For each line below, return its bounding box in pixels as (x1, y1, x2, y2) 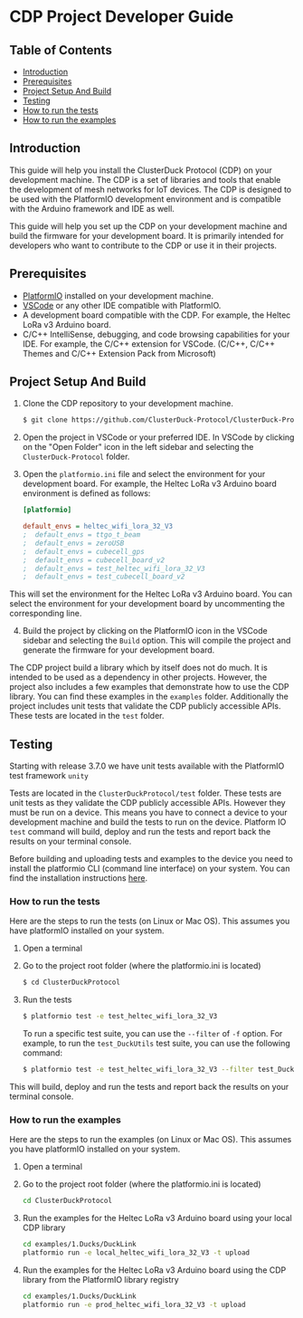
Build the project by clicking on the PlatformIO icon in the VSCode (22, 626, 269, 636)
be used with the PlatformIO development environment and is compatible (9, 193, 282, 205)
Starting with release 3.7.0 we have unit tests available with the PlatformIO (9, 760, 285, 771)
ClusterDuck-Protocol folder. (22, 451, 130, 463)
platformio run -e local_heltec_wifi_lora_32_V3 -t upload (22, 1248, 251, 1257)
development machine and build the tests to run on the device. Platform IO (9, 817, 287, 827)
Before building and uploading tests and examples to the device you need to (9, 854, 294, 864)
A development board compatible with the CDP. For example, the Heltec (22, 310, 291, 320)
